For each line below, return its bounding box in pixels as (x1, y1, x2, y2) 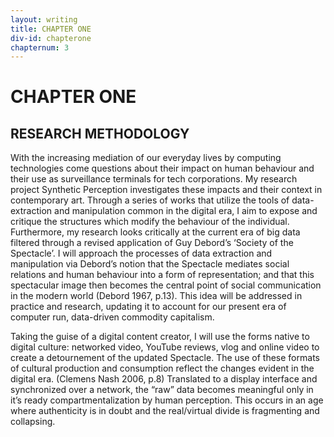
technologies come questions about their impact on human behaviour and (10, 162, 315, 175)
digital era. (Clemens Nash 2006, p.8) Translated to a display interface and (10, 373, 318, 385)
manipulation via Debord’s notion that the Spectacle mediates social (10, 258, 290, 270)
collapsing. (10, 416, 56, 428)
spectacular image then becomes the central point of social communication (10, 279, 322, 291)
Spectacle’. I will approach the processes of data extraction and (10, 247, 273, 260)
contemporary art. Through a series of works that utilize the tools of (10, 194, 290, 206)
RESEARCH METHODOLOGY (10, 125, 190, 142)
